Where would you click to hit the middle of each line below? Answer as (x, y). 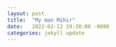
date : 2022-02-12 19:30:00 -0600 (58, 26)
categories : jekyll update (46, 33)
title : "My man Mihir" (41, 20)
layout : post (26, 13)
